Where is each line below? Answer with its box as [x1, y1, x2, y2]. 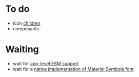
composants [12, 25, 39, 31]
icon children [12, 20, 41, 26]
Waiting [5, 44, 39, 55]
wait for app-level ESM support [12, 60, 79, 67]
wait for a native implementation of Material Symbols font [12, 66, 134, 72]
